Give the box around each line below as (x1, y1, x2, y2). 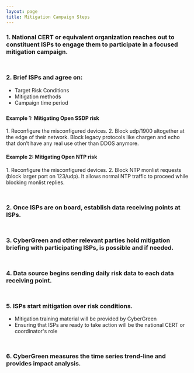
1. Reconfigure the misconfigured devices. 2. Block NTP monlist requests (6, 166, 182, 173)
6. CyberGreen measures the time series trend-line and (6, 352, 167, 360)
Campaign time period (14, 99, 68, 106)
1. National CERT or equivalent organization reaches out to (6, 33, 175, 42)
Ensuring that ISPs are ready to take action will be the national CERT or (14, 321, 185, 328)
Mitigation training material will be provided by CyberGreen (14, 315, 157, 322)
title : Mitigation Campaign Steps (6, 14, 91, 20)
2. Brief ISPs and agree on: (6, 74, 83, 82)
